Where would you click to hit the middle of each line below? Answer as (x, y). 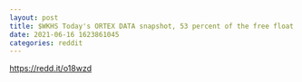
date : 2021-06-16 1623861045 (64, 34)
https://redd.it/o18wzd (51, 68)
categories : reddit (46, 43)
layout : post (34, 18)
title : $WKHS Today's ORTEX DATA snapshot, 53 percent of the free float (152, 26)
